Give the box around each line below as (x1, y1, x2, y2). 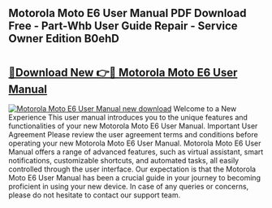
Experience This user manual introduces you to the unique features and (8, 113, 248, 122)
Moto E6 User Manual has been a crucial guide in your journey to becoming (8, 173, 261, 182)
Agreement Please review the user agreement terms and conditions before (8, 130, 258, 139)
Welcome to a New (173, 104, 237, 113)
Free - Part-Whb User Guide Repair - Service (8, 19, 238, 33)
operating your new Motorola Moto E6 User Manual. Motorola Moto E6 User (8, 138, 261, 148)
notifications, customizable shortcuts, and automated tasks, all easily (8, 156, 240, 165)
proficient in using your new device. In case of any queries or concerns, (8, 182, 249, 191)
